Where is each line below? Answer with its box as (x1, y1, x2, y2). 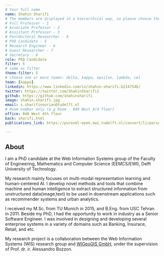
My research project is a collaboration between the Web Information (5, 236, 143, 242)
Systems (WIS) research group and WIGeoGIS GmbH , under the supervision (5, 241, 158, 247)
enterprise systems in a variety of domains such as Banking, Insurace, (5, 221, 146, 227)
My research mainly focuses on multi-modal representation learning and (5, 176, 150, 181)
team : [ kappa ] (5, 79, 34, 84)
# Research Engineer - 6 (5, 43, 56, 48)
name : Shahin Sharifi (5, 12, 49, 17)
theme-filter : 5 (5, 71, 38, 76)
